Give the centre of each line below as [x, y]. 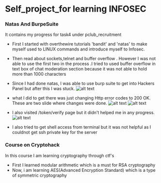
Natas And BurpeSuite [32, 24]
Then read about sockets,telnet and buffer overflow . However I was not [84, 59]
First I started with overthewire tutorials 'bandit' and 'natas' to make [80, 44]
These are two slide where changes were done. [60, 103]
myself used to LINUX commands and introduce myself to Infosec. [78, 49]
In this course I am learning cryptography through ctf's [60, 155]
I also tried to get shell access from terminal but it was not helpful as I [81, 127]
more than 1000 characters [39, 74]
